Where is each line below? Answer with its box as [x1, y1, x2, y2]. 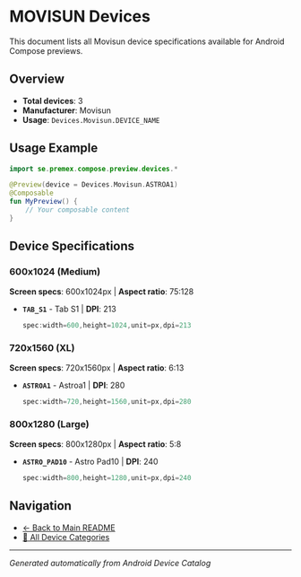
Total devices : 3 [21, 95, 83, 106]
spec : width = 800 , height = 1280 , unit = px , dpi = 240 [21, 473, 192, 482]
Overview [9, 72, 65, 87]
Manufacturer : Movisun [21, 105, 112, 116]
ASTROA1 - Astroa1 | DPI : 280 [21, 380, 125, 390]
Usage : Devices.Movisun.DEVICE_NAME [21, 114, 160, 125]
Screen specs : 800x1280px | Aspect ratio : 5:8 [9, 438, 182, 450]
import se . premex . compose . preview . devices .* [9, 164, 178, 173]
